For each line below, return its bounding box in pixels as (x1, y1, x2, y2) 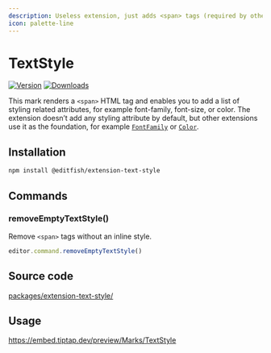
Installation (8, 145, 66, 159)
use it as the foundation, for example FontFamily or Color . (8, 122, 199, 131)
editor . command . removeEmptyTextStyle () (8, 247, 143, 255)
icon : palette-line (8, 19, 74, 27)
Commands (8, 189, 69, 202)
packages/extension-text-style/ (8, 291, 114, 301)
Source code (8, 269, 74, 283)
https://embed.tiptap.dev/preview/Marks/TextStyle (8, 335, 177, 345)
